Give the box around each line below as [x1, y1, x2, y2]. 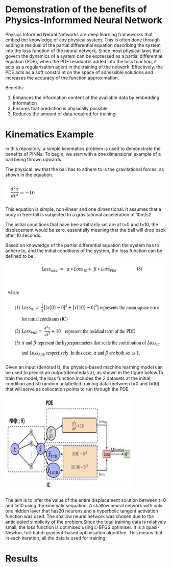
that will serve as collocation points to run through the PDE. [5, 386, 130, 392]
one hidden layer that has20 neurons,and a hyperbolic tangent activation [5, 508, 158, 514]
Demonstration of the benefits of [5, 4, 147, 15]
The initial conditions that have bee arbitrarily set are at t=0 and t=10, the [5, 221, 158, 228]
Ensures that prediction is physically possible [12, 105, 108, 111]
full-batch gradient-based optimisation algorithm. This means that [23, 529, 163, 535]
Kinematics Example [5, 129, 94, 140]
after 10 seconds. [5, 232, 42, 238]
